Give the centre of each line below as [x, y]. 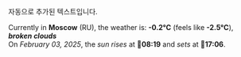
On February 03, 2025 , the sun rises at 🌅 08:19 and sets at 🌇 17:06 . [117, 44]
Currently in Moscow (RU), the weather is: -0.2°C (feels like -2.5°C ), [121, 27]
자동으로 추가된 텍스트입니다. [53, 11]
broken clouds [33, 36]
